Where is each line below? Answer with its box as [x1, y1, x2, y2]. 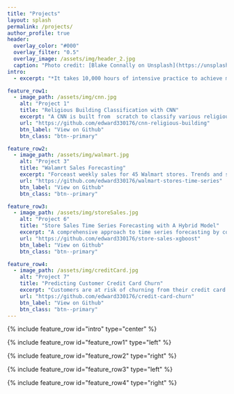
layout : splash [7, 17, 52, 24]
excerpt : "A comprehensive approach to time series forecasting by [19, 229, 219, 236]
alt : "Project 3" [19, 158, 70, 165]
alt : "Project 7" [19, 274, 70, 281]
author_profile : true [7, 29, 70, 37]
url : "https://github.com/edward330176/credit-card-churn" [19, 293, 195, 299]
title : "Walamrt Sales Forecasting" [19, 165, 127, 172]
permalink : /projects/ [7, 23, 73, 30]
